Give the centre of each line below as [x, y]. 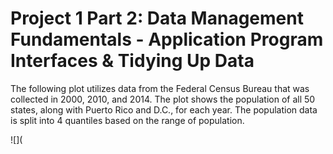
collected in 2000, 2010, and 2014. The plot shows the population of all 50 [163, 99]
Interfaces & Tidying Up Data [132, 61]
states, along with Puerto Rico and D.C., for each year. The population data [164, 109]
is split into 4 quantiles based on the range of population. [127, 120]
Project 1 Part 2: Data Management [157, 18]
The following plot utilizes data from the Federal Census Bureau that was [160, 88]
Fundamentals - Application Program [167, 39]
